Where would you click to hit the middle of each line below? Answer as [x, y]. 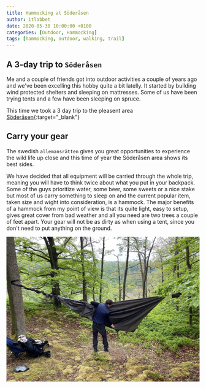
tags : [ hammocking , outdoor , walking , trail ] [65, 39]
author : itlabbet [29, 19]
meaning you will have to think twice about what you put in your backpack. [101, 182]
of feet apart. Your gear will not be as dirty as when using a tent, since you [101, 221]
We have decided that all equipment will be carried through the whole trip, [100, 176]
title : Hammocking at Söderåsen [48, 13]
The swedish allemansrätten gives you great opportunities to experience [98, 151]
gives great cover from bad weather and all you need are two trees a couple [102, 215]
